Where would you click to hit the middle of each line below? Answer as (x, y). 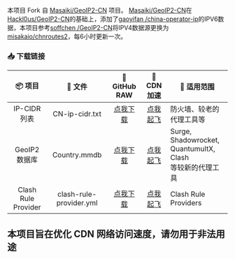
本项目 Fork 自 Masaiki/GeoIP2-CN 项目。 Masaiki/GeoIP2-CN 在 (100, 10)
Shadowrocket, (195, 140)
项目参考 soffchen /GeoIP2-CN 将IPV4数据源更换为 (97, 28)
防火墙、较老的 (195, 109)
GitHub (124, 87)
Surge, (181, 131)
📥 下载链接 (26, 56)
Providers (186, 203)
